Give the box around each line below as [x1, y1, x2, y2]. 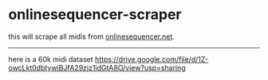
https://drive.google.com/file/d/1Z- [94, 54, 209, 64]
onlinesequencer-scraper [8, 6, 182, 24]
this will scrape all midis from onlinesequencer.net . [8, 32, 175, 41]
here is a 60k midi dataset [8, 54, 93, 64]
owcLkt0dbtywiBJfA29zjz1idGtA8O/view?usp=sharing [8, 63, 186, 72]
